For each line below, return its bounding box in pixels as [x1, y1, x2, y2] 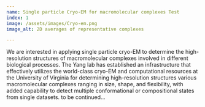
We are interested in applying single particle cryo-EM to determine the [6, 48, 184, 56]
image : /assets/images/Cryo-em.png [6, 20, 98, 26]
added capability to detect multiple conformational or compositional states [6, 87, 195, 95]
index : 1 [6, 15, 29, 21]
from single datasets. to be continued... [6, 94, 106, 101]
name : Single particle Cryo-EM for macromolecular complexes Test [6, 9, 180, 15]
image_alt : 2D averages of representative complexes [6, 26, 144, 32]
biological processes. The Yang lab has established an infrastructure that [6, 61, 191, 68]
